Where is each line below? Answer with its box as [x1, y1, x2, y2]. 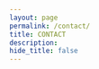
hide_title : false [9, 47, 78, 56]
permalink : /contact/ [9, 22, 91, 30]
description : [9, 38, 58, 47]
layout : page [9, 13, 58, 22]
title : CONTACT [9, 30, 67, 39]
